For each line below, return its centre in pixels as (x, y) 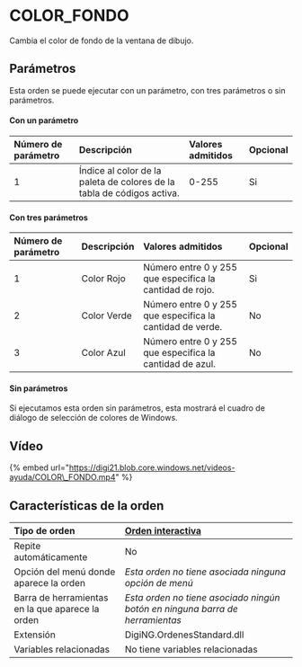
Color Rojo (103, 279)
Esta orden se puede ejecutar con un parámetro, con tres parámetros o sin (147, 90)
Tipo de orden (44, 530)
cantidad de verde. (183, 327)
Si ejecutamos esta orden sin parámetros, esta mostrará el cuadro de (137, 408)
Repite (27, 546)
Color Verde (107, 316)
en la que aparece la (57, 609)
